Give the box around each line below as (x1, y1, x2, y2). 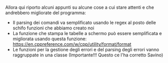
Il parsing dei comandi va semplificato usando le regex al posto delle (12, 20, 156, 25)
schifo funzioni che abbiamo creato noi (12, 25, 95, 31)
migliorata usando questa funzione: (12, 36, 87, 42)
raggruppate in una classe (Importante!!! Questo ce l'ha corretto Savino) (12, 52, 163, 58)
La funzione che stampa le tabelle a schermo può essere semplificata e (12, 30, 162, 36)
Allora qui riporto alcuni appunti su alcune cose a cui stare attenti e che (5, 5, 154, 10)
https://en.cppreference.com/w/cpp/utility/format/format (12, 41, 131, 47)
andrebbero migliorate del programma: (5, 10, 86, 16)
